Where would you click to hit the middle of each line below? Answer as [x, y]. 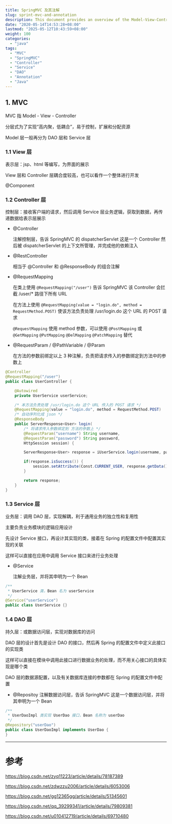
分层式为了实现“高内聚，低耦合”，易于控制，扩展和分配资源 [68, 126]
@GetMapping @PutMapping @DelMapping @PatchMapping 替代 [72, 335]
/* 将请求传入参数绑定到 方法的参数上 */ [62, 429]
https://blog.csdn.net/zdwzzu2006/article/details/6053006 [68, 786]
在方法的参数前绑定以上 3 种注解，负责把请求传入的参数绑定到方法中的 [87, 356]
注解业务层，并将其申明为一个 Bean [50, 576]
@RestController [30, 256]
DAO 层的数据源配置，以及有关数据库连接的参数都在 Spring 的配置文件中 [82, 677]
